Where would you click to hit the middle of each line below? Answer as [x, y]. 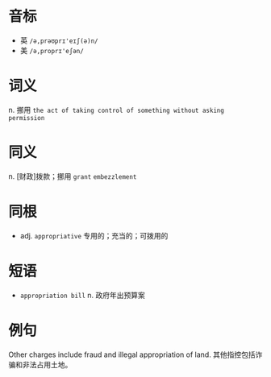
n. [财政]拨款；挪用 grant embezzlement [73, 176]
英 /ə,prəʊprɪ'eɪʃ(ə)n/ [59, 40]
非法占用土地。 [47, 364]
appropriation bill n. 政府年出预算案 [82, 295]
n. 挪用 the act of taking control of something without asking [116, 110]
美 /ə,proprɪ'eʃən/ [52, 50]
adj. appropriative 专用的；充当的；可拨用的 [94, 235]
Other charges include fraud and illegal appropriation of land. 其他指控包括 [132, 354]
